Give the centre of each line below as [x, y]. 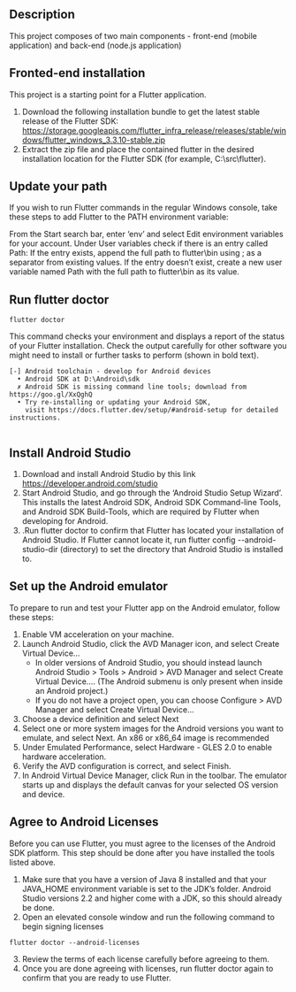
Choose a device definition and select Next [100, 719]
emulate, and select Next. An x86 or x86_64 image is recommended [145, 737]
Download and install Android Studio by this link [109, 474]
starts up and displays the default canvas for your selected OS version [150, 784]
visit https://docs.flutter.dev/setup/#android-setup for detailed [152, 411]
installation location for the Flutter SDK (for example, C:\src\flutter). [144, 158]
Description [42, 15]
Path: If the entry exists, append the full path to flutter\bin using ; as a [136, 253]
